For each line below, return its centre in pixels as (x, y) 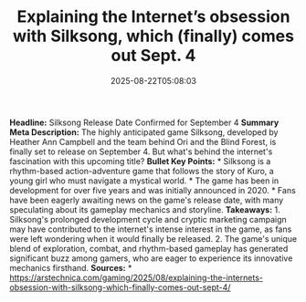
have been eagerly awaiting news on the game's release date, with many (147, 200)
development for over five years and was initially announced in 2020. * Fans (153, 190)
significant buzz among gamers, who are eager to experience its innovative (151, 258)
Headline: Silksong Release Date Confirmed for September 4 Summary (144, 122)
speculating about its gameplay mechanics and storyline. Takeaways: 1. (145, 209)
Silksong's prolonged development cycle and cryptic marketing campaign (148, 219)
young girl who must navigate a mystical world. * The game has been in (144, 181)
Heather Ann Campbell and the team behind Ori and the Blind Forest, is (143, 141)
